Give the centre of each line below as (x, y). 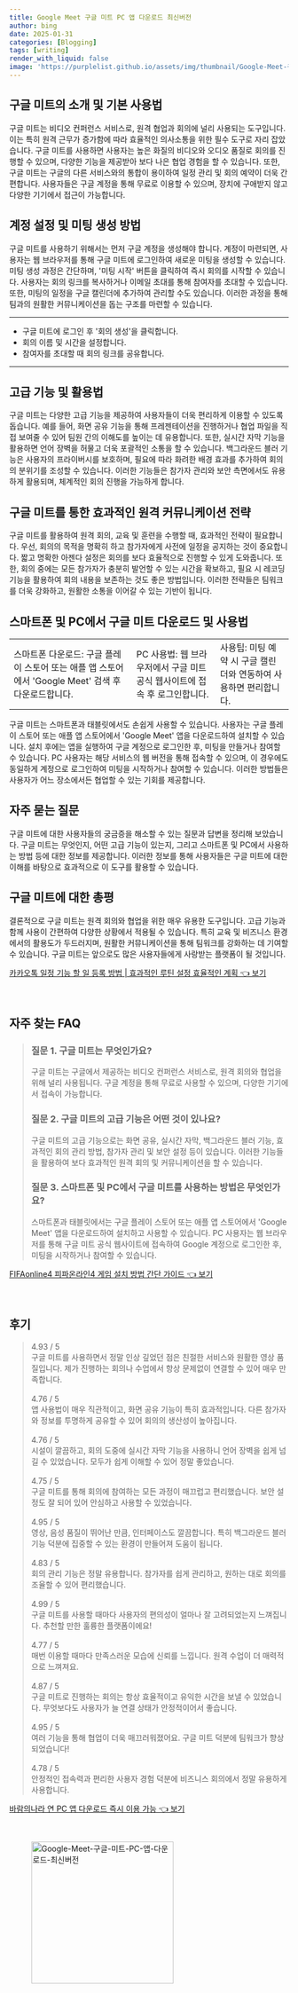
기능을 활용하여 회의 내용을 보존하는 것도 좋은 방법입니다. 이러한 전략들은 (134, 580)
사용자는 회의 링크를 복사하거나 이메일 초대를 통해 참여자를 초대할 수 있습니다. (154, 281)
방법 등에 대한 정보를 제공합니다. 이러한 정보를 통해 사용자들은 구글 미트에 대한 (153, 855)
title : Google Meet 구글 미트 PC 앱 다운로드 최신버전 (101, 17)
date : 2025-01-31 (41, 34)
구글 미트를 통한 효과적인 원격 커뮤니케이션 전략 (130, 512)
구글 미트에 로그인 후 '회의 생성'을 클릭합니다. (100, 331)
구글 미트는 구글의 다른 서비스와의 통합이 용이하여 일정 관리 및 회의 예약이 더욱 (144, 172)
